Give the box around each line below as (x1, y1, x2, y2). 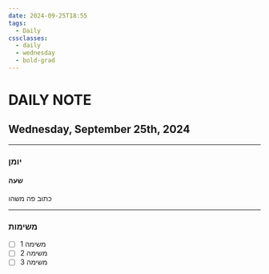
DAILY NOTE (8, 91, 92, 109)
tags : (8, 19, 26, 27)
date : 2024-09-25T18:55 (8, 11, 88, 20)
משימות (8, 221, 38, 232)
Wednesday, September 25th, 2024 (8, 123, 191, 136)
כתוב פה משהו (8, 194, 52, 203)
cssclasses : (8, 34, 48, 42)
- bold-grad (15, 57, 56, 65)
